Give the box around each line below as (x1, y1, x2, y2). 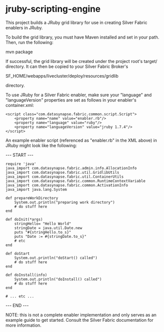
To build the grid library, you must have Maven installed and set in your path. (5, 34, 160, 40)
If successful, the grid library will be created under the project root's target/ (5, 58, 158, 64)
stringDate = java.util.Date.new (14, 226, 82, 230)
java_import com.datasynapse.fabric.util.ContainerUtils (5, 174, 124, 179)
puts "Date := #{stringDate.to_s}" (14, 234, 87, 239)
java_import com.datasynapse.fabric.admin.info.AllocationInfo (5, 166, 137, 170)
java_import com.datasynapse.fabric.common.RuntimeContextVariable (5, 178, 146, 184)
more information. (5, 322, 41, 328)
